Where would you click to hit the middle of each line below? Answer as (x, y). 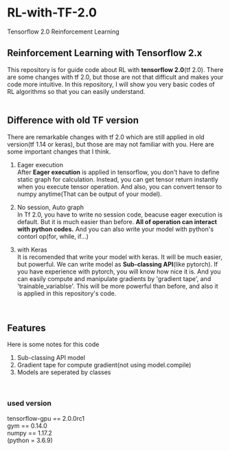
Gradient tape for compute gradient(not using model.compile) (104, 365)
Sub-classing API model (51, 358)
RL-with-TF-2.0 (52, 13)
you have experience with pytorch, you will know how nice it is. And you (119, 271)
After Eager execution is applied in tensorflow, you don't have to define (118, 172)
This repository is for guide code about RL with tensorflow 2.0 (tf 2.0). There (115, 69)
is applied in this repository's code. (67, 293)
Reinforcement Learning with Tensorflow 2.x (105, 53)
